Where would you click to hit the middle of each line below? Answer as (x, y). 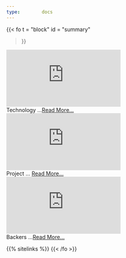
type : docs (30, 12)
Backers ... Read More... (36, 237)
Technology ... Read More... (40, 110)
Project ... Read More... (35, 173)
